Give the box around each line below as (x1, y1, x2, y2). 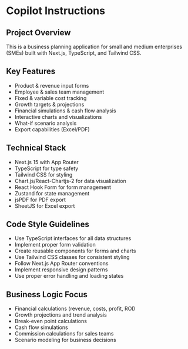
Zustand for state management (14, 190, 90, 197)
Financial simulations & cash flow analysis (14, 107, 116, 114)
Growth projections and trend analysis (14, 311, 107, 318)
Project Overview (6, 28, 71, 38)
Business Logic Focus (6, 290, 88, 300)
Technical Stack (6, 143, 66, 153)
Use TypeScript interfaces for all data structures (14, 235, 132, 242)
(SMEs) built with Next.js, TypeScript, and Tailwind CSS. (6, 49, 142, 56)
